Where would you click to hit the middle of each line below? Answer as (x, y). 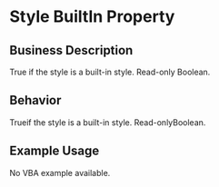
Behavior (35, 100)
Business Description (71, 50)
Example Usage (55, 151)
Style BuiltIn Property (92, 17)
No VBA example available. (60, 172)
